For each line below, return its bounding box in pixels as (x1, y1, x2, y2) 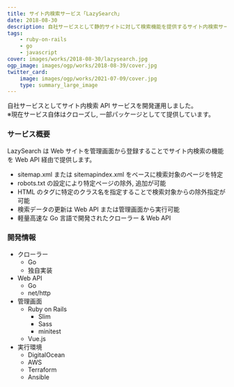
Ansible (27, 372, 50, 381)
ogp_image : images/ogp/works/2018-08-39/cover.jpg (7, 62, 157, 69)
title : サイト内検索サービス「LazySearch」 (7, 10, 123, 17)
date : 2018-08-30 (7, 17, 58, 24)
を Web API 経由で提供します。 (7, 155, 96, 164)
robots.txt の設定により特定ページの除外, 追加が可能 (17, 179, 166, 187)
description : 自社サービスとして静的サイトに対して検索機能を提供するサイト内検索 (7, 23, 219, 30)
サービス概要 (7, 130, 51, 139)
